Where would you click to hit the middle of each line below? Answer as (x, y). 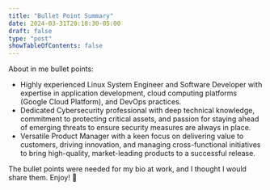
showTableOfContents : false (56, 46)
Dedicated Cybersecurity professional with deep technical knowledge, (137, 111)
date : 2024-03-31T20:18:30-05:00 (65, 23)
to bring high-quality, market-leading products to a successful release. (138, 154)
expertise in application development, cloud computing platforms (128, 93)
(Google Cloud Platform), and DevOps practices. (101, 102)
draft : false (30, 31)
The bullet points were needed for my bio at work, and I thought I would (127, 169)
